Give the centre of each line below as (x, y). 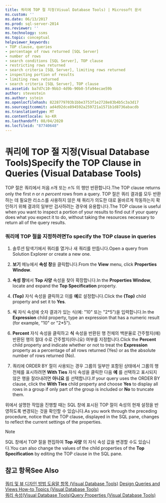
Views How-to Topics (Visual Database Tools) (52, 489)
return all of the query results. (36, 223)
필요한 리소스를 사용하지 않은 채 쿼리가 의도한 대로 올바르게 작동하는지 (87, 200)
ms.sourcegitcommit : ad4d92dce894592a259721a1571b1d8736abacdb (72, 107)
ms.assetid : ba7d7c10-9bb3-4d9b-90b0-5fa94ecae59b (59, 88)
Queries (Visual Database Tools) (73, 173)
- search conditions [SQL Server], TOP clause (54, 61)
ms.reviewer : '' (22, 28)
